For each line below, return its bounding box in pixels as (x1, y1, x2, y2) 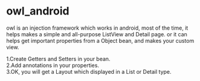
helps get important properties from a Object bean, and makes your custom (6, 37, 195, 44)
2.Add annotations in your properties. (6, 62, 100, 69)
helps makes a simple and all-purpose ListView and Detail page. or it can (6, 30, 187, 37)
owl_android (6, 4, 69, 18)
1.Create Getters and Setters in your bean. (6, 55, 111, 62)
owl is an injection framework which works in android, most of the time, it (6, 24, 189, 31)
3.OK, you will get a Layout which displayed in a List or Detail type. (6, 68, 172, 75)
